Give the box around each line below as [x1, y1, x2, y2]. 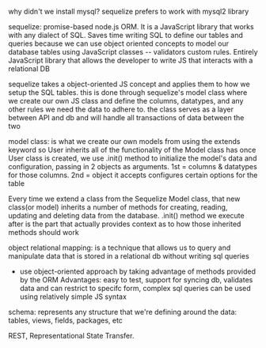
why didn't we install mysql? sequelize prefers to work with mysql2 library [8, 7, 249, 16]
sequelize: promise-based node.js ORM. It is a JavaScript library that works [8, 22, 255, 31]
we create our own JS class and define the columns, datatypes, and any [8, 96, 244, 105]
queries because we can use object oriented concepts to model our [8, 39, 230, 48]
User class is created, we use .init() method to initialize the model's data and [8, 153, 257, 163]
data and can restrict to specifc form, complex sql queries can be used [19, 284, 251, 293]
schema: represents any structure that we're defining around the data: [8, 308, 237, 316]
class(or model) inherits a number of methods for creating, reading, [8, 202, 228, 212]
